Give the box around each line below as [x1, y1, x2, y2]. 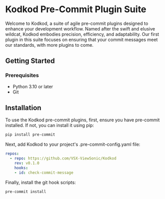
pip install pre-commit [5, 132, 56, 138]
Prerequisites [5, 72, 39, 79]
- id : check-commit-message [14, 170, 73, 175]
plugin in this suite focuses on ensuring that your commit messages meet [5, 37, 158, 43]
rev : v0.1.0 [14, 161, 39, 166]
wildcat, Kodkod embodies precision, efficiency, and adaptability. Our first [5, 31, 159, 37]
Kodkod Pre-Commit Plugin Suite [5, 4, 147, 15]
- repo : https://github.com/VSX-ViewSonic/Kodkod [10, 156, 116, 161]
